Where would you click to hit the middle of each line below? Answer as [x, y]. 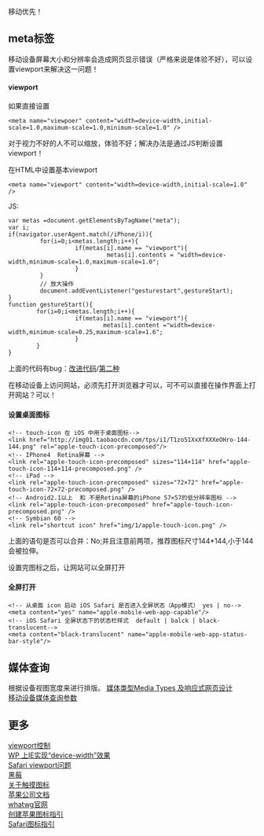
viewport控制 [29, 746]
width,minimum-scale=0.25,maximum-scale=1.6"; [86, 333]
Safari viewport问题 [40, 765]
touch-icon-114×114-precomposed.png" [70, 469]
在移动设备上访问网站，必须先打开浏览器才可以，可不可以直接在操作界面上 [128, 385]
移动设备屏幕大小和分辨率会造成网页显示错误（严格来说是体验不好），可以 [127, 59]
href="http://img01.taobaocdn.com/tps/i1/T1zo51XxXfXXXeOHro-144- [140, 440]
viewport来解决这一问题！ [57, 68]
